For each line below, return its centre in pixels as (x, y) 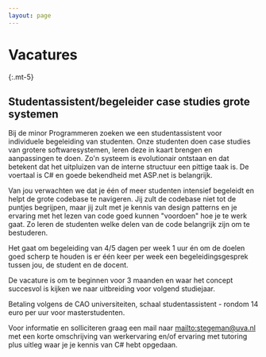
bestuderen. (28, 233)
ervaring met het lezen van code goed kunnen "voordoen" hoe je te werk (128, 216)
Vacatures (43, 54)
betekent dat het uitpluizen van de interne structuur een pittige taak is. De (129, 167)
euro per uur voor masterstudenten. (67, 313)
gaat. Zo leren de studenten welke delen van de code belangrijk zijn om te (129, 225)
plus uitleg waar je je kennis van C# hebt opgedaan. (93, 345)
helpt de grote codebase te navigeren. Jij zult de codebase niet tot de (122, 199)
